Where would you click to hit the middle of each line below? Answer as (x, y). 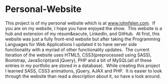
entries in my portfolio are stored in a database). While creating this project (83, 65)
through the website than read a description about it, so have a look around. (83, 76)
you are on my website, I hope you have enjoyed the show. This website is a (84, 28)
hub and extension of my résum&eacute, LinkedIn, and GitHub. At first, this (83, 33)
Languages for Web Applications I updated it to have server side (71, 44)
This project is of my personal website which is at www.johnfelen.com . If (80, 23)
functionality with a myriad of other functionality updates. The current (77, 49)
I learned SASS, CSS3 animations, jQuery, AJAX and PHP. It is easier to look (83, 70)
